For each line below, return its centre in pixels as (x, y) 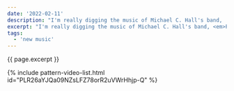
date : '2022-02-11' (36, 14)
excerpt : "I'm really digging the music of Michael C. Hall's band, (109, 26)
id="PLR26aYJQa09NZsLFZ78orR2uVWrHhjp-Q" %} (83, 80)
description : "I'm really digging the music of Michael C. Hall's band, (115, 20)
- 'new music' (34, 40)
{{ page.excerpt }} (33, 59)
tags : (15, 33)
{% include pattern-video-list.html (56, 73)
